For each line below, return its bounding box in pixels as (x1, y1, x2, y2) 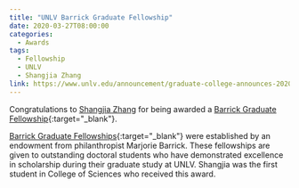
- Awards (17, 37, 50, 47)
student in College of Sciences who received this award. (9, 168, 216, 179)
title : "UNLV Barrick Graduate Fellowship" (9, 12, 174, 22)
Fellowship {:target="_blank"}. (9, 113, 117, 124)
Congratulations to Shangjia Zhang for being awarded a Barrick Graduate (9, 103, 278, 114)
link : (9, 79, 29, 88)
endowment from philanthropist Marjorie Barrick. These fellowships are (9, 140, 271, 151)
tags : (9, 46, 29, 55)
